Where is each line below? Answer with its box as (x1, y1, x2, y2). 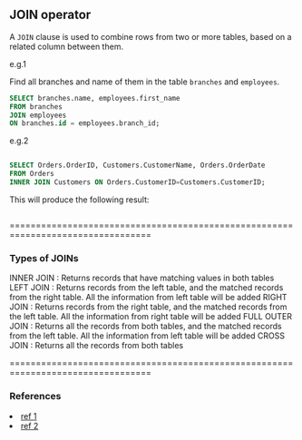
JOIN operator (9, 7, 92, 23)
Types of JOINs (9, 251, 79, 264)
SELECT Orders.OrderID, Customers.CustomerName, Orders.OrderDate (9, 161, 266, 171)
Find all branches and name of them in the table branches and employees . (9, 76, 280, 87)
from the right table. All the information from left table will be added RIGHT (9, 292, 287, 303)
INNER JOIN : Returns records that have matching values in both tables (9, 272, 275, 284)
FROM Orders (9, 170, 54, 179)
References (9, 390, 62, 403)
